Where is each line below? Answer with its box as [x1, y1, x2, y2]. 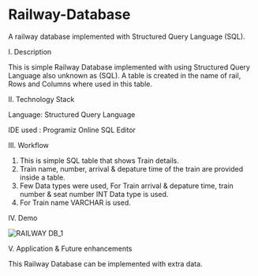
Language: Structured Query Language [8, 109, 136, 119]
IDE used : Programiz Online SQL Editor [8, 125, 136, 134]
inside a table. [19, 172, 65, 182]
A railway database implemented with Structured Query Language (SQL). [8, 32, 246, 41]
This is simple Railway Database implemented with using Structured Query [8, 62, 251, 72]
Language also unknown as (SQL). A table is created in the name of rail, [8, 70, 241, 80]
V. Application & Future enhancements [8, 244, 133, 253]
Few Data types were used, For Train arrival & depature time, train [19, 180, 234, 191]
